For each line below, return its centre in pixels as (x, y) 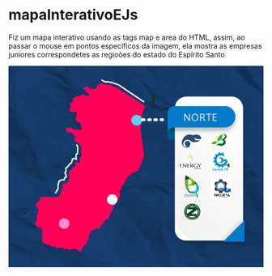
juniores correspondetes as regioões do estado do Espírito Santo (117, 54)
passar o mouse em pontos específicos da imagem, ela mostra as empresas (135, 45)
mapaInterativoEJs (73, 15)
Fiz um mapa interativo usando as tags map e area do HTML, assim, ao (127, 37)
